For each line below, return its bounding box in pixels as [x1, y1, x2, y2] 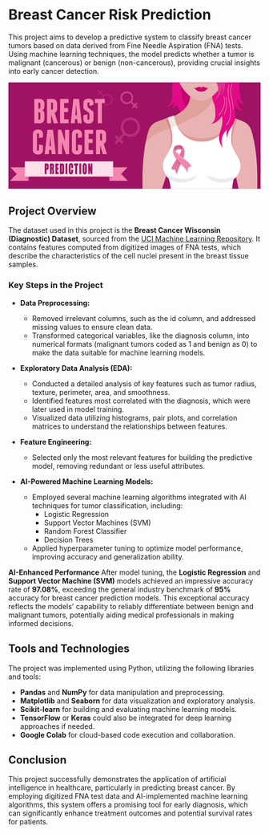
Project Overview [8, 204, 97, 218]
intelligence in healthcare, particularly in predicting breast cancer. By [8, 783, 236, 792]
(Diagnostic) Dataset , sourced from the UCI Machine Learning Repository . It [8, 234, 260, 244]
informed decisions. [8, 618, 74, 628]
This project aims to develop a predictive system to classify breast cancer [8, 32, 252, 42]
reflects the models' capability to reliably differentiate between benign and [8, 601, 254, 611]
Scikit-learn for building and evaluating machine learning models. [19, 704, 238, 714]
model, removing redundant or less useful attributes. [31, 461, 206, 470]
